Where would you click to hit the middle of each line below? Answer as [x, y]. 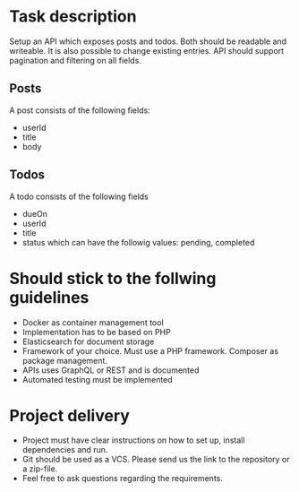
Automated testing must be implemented [97, 379]
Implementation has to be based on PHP [97, 332]
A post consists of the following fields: [80, 110]
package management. [64, 360]
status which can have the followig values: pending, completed [138, 242]
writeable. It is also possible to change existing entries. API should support [147, 50]
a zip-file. [40, 469]
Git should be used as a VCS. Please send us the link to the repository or [156, 460]
